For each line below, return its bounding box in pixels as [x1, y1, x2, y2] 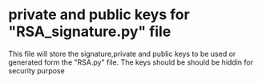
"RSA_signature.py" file [8, 22, 171, 41]
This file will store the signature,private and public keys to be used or [8, 49, 236, 58]
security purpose [8, 65, 66, 75]
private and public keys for [8, 6, 190, 24]
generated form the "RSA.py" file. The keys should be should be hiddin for [8, 57, 254, 67]
